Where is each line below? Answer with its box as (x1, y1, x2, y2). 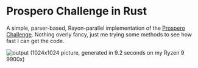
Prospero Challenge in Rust (6, 4, 147, 18)
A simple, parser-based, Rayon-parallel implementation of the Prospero (6, 24, 186, 32)
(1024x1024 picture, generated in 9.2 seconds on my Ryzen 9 (30, 49, 185, 56)
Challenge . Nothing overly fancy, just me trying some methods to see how (6, 30, 193, 38)
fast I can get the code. (6, 37, 65, 44)
